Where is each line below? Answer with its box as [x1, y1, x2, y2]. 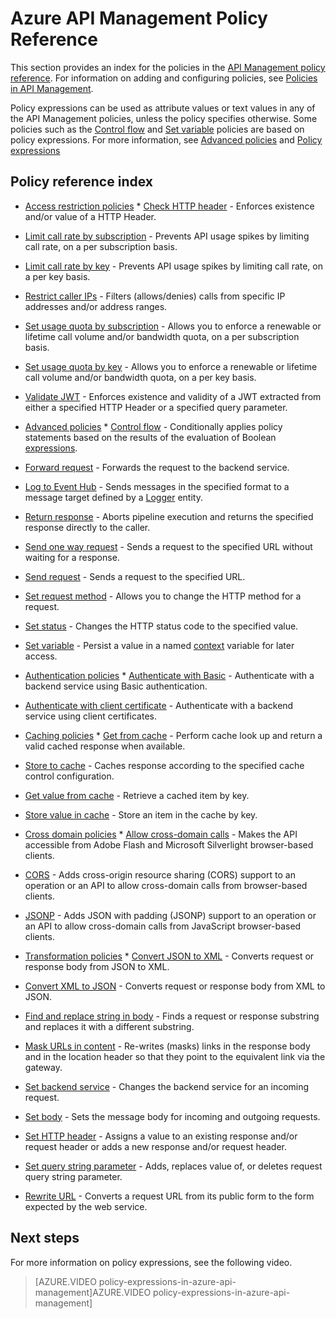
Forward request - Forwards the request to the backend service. [24, 461, 290, 473]
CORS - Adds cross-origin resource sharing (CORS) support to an [24, 868, 296, 881]
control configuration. [24, 770, 115, 782]
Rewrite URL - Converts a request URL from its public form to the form [24, 1190, 315, 1202]
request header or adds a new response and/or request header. [24, 1140, 287, 1152]
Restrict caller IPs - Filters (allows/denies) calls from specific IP [24, 290, 286, 302]
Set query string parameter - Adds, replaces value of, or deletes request [24, 1160, 323, 1172]
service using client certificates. [24, 710, 157, 722]
